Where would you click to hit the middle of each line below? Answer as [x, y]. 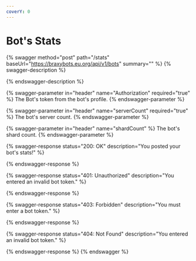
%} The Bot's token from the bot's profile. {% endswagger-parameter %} [95, 99]
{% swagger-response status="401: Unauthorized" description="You [90, 175]
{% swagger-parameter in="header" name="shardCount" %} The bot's [93, 128]
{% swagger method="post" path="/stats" [58, 57]
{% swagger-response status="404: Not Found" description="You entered [97, 234]
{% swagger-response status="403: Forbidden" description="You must [93, 204]
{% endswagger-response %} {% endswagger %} [68, 252]
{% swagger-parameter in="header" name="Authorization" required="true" [98, 93]
